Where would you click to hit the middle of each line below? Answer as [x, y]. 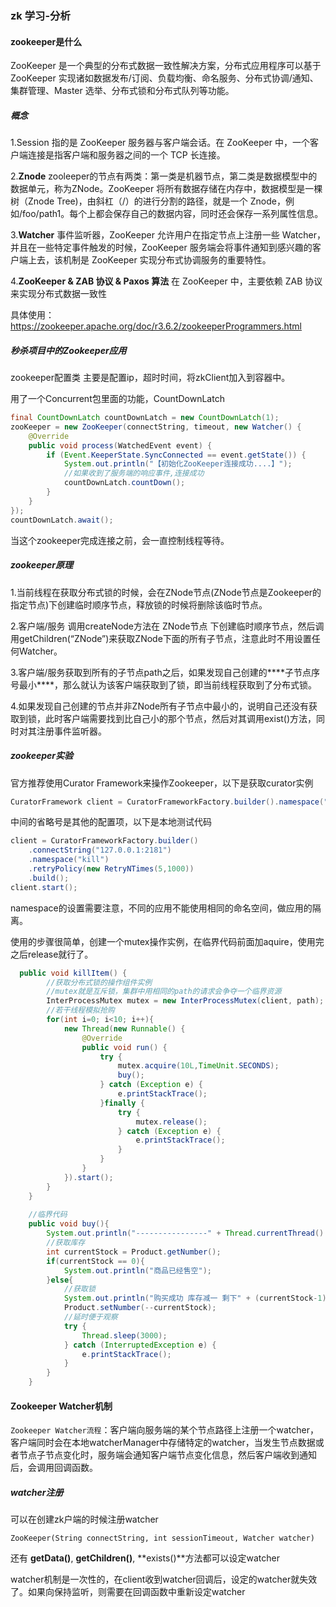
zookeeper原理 [42, 565]
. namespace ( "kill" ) [69, 860]
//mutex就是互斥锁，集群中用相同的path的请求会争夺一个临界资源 [164, 992]
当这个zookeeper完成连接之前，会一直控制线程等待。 [120, 540]
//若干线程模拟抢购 [80, 1010]
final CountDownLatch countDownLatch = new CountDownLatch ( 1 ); [145, 418]
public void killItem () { [73, 973]
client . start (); [44, 887]
